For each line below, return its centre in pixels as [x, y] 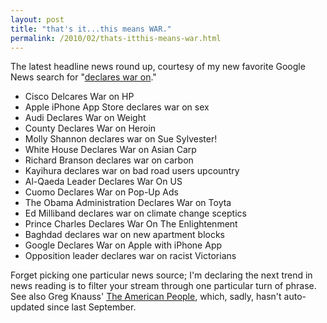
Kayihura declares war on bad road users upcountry [132, 171]
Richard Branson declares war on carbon [109, 160]
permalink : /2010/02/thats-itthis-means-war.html [116, 38]
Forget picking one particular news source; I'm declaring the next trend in [161, 275]
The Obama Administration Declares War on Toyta [128, 203]
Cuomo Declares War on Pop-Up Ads [101, 192]
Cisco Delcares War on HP [79, 97]
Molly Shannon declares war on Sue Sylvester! [121, 139]
